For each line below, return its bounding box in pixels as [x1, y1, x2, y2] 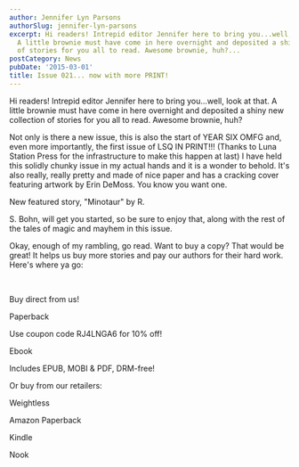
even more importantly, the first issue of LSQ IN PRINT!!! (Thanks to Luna [9, 141, 278, 152]
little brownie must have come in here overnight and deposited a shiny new [9, 104, 285, 116]
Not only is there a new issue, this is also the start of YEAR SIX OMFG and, [9, 131, 282, 143]
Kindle [9, 431, 33, 442]
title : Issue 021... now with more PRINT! [9, 71, 169, 80]
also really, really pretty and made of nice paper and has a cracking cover [9, 169, 279, 180]
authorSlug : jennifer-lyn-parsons [9, 21, 138, 30]
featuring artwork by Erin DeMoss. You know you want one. [9, 179, 228, 190]
